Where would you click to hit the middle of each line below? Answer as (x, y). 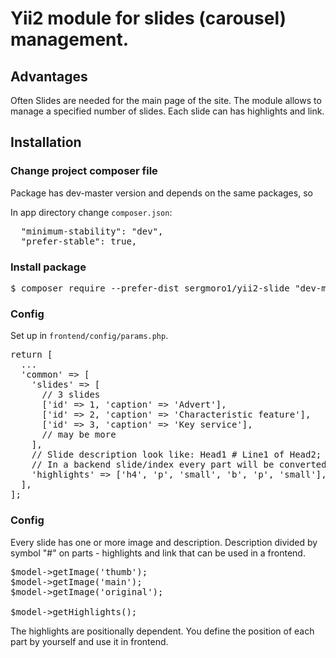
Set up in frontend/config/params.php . (89, 336)
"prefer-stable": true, (79, 241)
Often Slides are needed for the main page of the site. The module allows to (166, 100)
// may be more (79, 435)
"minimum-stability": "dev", (92, 231)
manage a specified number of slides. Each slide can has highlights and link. (167, 111)
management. (70, 39)
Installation (46, 142)
